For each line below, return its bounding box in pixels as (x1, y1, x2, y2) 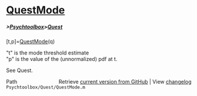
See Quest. (6, 67, 34, 74)
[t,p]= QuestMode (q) (6, 38, 55, 45)
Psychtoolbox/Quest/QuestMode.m (6, 84, 85, 91)
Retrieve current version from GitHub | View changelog (58, 78, 192, 85)
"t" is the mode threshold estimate (6, 49, 89, 56)
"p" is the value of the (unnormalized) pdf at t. (6, 56, 118, 63)
